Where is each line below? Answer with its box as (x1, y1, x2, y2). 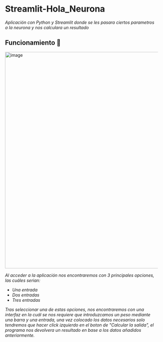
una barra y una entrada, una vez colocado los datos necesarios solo (5, 317, 145, 323)
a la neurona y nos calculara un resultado (5, 24, 89, 30)
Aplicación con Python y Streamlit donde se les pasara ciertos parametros (5, 19, 154, 25)
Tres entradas (12, 297, 40, 303)
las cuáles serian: (5, 277, 41, 283)
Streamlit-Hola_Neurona (5, 3, 105, 15)
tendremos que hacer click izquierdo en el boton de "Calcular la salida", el (5, 322, 154, 328)
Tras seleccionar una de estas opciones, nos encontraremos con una (5, 307, 145, 312)
